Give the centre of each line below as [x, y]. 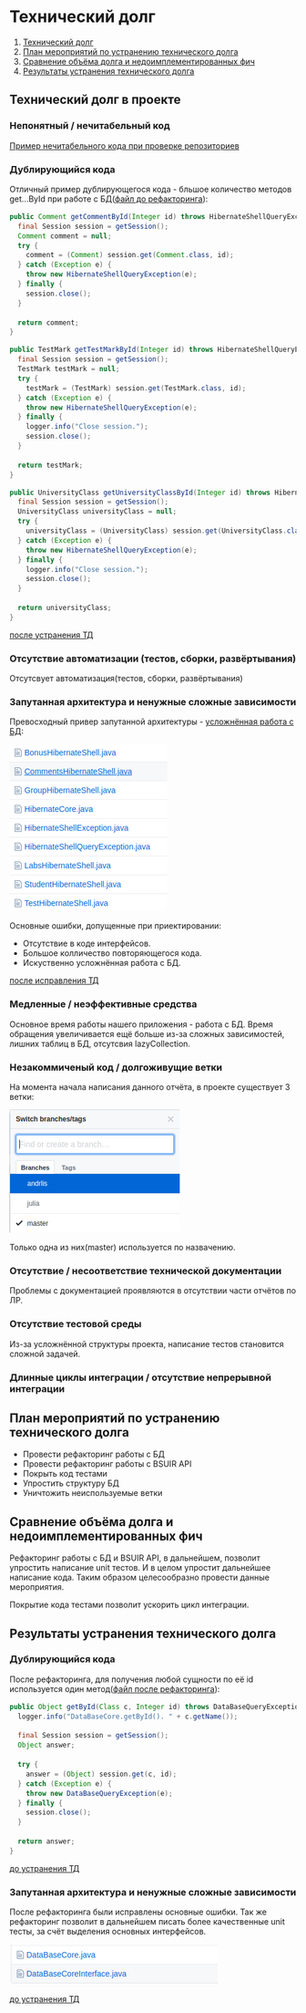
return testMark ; [51, 465]
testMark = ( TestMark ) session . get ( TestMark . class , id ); [136, 388]
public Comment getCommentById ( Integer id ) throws [107, 216]
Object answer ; [46, 1745]
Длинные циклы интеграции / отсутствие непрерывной [140, 1377]
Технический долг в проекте [95, 100]
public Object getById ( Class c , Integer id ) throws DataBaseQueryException [156, 1707]
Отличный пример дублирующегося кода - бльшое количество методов [151, 189]
